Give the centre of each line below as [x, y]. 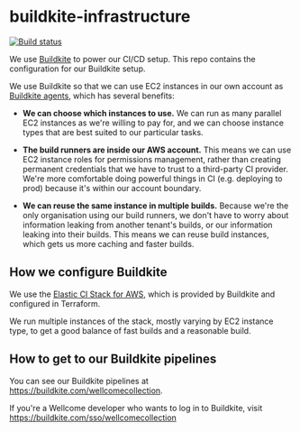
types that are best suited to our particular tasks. [113, 132]
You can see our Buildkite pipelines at [79, 381]
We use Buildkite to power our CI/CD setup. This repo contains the [132, 59]
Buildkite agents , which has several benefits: [92, 96]
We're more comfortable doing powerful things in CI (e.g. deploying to [152, 179]
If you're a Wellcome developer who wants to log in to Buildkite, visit [136, 408]
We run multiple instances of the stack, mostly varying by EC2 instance [141, 321]
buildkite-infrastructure [100, 17]
